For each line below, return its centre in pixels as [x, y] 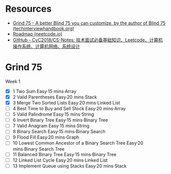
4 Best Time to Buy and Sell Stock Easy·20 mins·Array [69, 109]
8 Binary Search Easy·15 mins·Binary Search [59, 132]
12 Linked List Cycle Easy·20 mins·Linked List [60, 160]
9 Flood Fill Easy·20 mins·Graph [46, 137]
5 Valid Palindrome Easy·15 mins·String [53, 114]
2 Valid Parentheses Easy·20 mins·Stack [55, 97]
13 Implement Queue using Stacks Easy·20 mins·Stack [69, 166]
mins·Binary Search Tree [39, 149]
